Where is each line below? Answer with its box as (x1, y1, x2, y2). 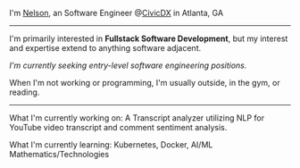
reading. (9, 87, 40, 97)
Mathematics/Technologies (9, 149, 110, 159)
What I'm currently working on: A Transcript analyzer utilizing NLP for (9, 113, 265, 123)
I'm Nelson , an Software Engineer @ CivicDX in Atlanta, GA (9, 8, 224, 18)
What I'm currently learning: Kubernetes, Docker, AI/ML (9, 139, 213, 150)
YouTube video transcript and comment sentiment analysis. (9, 122, 228, 132)
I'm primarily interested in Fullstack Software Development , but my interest (9, 33, 288, 44)
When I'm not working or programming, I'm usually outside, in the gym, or (9, 78, 280, 88)
